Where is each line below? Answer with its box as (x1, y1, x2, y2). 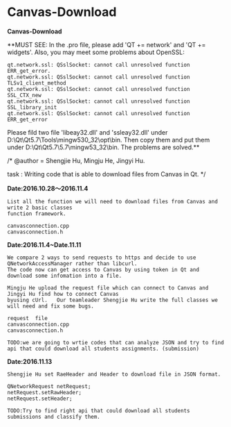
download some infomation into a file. (7, 272, 122, 279)
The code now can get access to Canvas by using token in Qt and (7, 266, 199, 273)
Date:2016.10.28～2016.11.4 (7, 184, 89, 192)
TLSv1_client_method (7, 79, 67, 87)
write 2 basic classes (7, 204, 73, 211)
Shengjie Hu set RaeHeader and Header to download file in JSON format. (7, 371, 221, 378)
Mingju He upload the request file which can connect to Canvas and (7, 284, 209, 292)
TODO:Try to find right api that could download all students (7, 407, 190, 414)
